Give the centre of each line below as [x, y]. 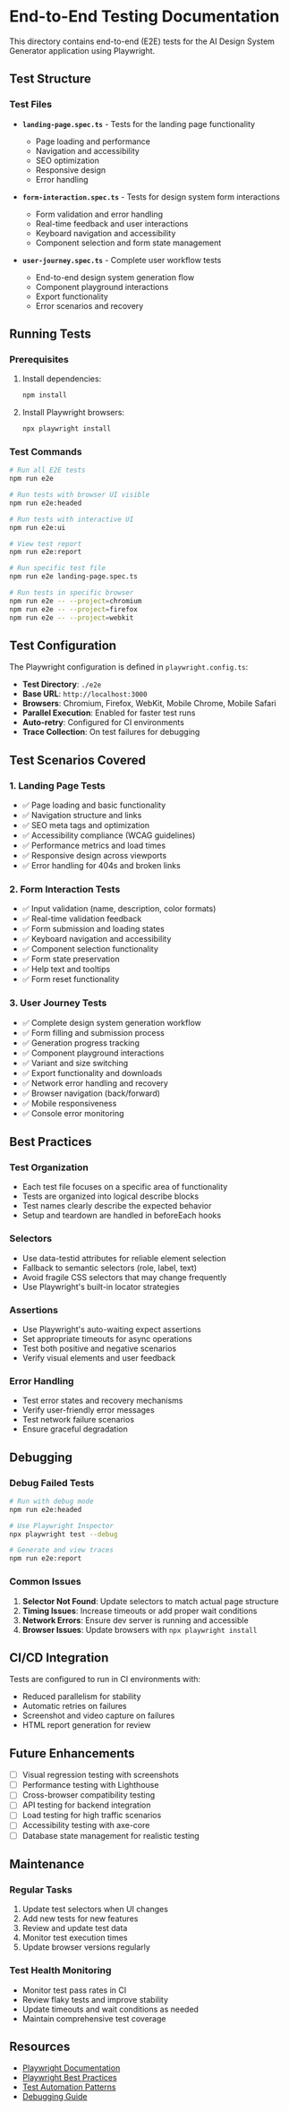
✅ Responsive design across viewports [94, 856]
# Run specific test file [57, 568]
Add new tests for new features [80, 1919]
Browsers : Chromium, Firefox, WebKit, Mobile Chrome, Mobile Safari [149, 704]
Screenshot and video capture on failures [98, 1715]
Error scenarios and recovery [89, 305]
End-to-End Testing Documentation [144, 17]
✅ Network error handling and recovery [95, 1083]
